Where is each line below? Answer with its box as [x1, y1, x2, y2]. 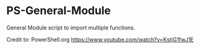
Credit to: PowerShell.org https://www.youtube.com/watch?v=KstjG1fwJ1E [6, 36, 194, 43]
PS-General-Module [6, 4, 111, 18]
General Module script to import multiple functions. [6, 24, 136, 31]
